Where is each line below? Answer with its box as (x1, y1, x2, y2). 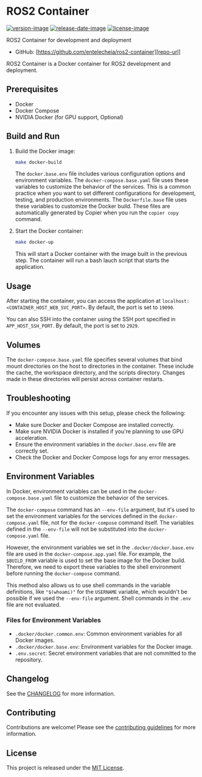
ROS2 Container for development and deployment (6, 36, 132, 43)
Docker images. (15, 637, 55, 644)
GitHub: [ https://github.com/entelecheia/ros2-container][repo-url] (15, 48, 181, 56)
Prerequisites (6, 84, 58, 95)
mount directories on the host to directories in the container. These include (6, 362, 194, 370)
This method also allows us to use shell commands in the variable (6, 582, 171, 589)
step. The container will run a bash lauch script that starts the (15, 257, 169, 264)
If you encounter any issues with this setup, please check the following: (6, 409, 186, 417)
